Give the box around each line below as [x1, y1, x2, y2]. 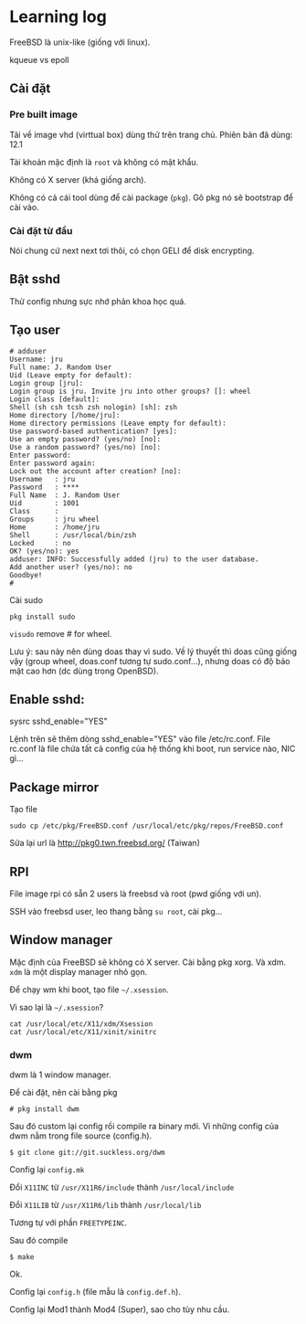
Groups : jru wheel [9, 514, 100, 524]
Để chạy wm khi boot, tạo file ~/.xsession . [9, 984, 169, 995]
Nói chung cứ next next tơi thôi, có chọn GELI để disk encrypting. [9, 245, 255, 256]
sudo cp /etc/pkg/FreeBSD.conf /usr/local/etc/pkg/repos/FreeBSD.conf [9, 821, 284, 831]
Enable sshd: [9, 692, 85, 707]
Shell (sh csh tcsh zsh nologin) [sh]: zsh [9, 402, 178, 412]
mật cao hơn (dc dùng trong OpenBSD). [9, 665, 159, 676]
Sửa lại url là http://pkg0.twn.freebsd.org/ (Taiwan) [9, 838, 201, 849]
